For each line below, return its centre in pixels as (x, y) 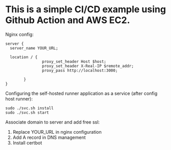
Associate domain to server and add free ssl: (52, 122)
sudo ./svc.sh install (29, 108)
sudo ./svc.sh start (27, 112)
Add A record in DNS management (49, 137)
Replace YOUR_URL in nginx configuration (57, 132)
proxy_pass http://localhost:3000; (80, 70)
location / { (24, 57)
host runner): (19, 98)
